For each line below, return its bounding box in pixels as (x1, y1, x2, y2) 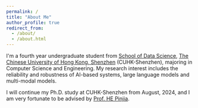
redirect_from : (6, 25, 44, 31)
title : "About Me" (6, 14, 52, 20)
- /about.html (11, 36, 46, 42)
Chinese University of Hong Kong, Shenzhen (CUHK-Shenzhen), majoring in (6, 58, 193, 66)
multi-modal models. (6, 77, 57, 84)
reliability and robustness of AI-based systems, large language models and (6, 71, 190, 78)
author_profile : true (6, 19, 60, 25)
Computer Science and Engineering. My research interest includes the (6, 65, 178, 71)
